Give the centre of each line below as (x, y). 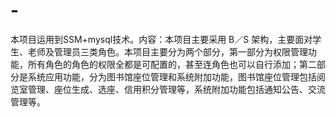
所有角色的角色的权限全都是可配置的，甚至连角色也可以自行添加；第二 (172, 64)
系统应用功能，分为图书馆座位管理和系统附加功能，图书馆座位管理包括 (172, 76)
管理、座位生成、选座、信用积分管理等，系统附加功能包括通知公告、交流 (176, 89)
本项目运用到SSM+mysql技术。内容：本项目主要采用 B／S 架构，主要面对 (161, 39)
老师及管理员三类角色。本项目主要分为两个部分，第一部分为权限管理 (167, 51)
